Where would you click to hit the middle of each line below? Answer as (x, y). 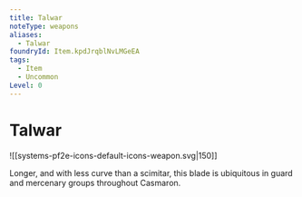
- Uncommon (38, 77)
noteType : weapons (44, 26)
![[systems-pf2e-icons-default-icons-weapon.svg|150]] (113, 155)
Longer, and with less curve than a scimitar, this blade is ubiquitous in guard (151, 172)
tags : (19, 60)
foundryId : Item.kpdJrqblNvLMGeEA (75, 52)
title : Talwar (36, 18)
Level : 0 (26, 85)
